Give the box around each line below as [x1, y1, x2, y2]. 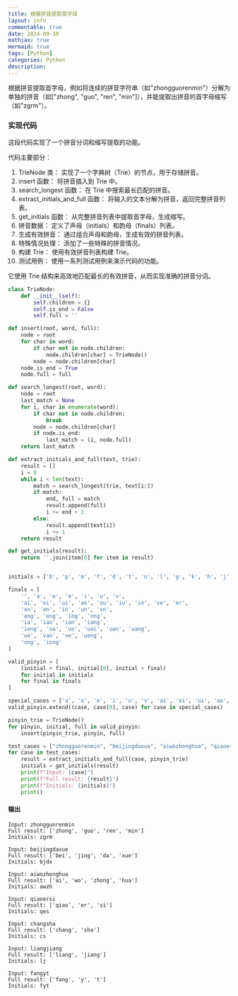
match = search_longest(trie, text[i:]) [33, 482, 154, 489]
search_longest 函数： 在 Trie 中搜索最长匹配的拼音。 [18, 186, 174, 194]
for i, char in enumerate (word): [20, 403, 119, 411]
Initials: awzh [8, 883, 53, 890]
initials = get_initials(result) [20, 762, 119, 769]
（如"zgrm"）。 [8, 101, 51, 110]
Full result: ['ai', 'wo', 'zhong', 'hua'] [8, 876, 138, 884]
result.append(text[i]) [45, 521, 116, 528]
